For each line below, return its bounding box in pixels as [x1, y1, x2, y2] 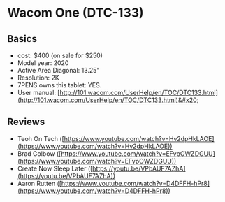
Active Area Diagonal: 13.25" [17, 66, 100, 74]
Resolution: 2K [17, 73, 59, 82]
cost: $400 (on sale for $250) [17, 51, 103, 59]
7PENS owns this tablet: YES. [17, 81, 102, 89]
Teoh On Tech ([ [17, 134, 64, 143]
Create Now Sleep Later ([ [17, 164, 93, 173]
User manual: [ [17, 89, 60, 96]
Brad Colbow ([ [17, 149, 61, 158]
